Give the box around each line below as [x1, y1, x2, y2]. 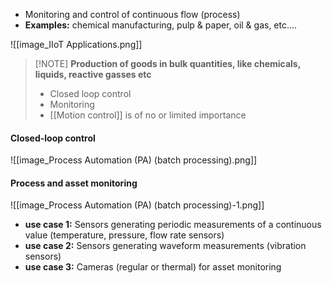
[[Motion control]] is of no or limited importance [49, 109, 247, 121]
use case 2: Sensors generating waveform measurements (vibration [24, 240, 307, 252]
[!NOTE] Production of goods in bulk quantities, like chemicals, [34, 58, 301, 69]
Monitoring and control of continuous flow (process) [24, 9, 241, 20]
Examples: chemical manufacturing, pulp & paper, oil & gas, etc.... [24, 19, 298, 31]
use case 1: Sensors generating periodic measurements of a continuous [24, 219, 322, 231]
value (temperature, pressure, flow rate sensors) [24, 229, 225, 241]
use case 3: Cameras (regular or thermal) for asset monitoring [24, 261, 282, 273]
